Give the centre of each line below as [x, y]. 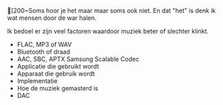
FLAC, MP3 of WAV [44, 44]
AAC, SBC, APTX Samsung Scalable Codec [78, 59]
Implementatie [37, 81]
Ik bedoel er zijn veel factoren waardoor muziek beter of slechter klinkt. [108, 31]
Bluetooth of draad [44, 52]
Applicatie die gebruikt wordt [58, 66]
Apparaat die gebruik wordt [56, 73]
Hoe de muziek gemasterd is [58, 88]
